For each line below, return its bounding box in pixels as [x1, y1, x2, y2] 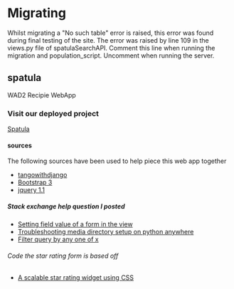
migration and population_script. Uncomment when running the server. [7, 51, 215, 60]
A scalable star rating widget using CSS [17, 273, 134, 282]
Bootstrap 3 [17, 178, 53, 186]
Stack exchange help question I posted [7, 201, 126, 211]
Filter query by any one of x [17, 235, 99, 243]
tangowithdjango [17, 171, 68, 179]
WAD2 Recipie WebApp [7, 90, 76, 99]
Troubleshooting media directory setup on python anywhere [17, 228, 194, 236]
